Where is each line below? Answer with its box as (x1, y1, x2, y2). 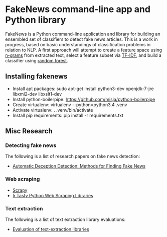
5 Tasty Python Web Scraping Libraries (12, 192, 94, 198)
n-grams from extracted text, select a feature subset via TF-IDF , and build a (5, 52, 161, 58)
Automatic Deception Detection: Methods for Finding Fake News (12, 163, 146, 169)
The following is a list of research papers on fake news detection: (5, 153, 140, 160)
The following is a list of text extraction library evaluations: (5, 216, 126, 222)
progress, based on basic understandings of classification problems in (5, 41, 151, 47)
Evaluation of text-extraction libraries (12, 226, 89, 232)
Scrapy (12, 187, 28, 193)
